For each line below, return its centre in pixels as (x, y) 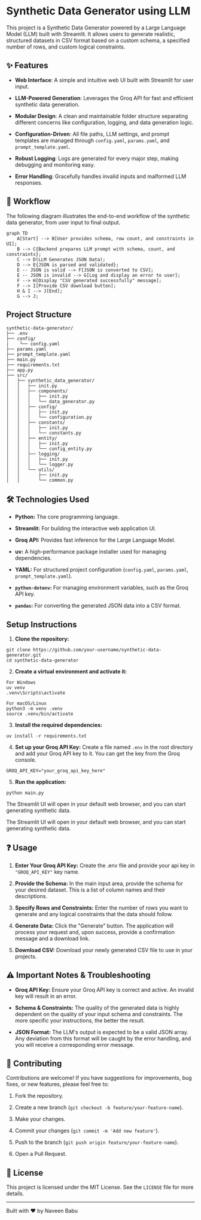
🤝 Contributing (34, 1064)
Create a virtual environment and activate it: (71, 671)
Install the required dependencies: (59, 725)
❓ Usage (22, 848)
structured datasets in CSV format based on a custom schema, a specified (98, 40)
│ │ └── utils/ (31, 470)
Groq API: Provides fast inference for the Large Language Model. (95, 540)
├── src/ (17, 376)
